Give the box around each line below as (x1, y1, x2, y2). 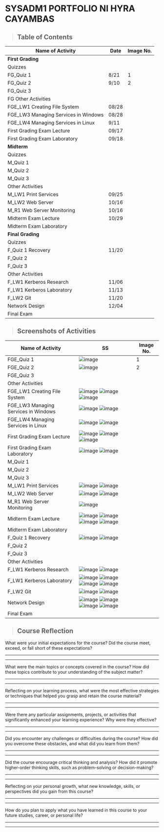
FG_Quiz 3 (7, 88, 32, 94)
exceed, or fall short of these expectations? (5, 645, 93, 651)
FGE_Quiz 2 (7, 364, 34, 370)
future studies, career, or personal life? (5, 812, 83, 818)
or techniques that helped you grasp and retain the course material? (5, 693, 142, 699)
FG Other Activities (7, 96, 51, 102)
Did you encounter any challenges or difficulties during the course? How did (5, 735, 159, 741)
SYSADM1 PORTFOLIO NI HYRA (5, 3, 135, 14)
